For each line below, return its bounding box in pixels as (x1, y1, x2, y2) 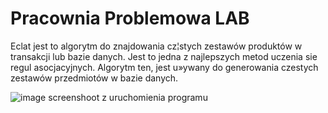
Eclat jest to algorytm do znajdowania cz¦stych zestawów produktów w (10, 40, 303, 52)
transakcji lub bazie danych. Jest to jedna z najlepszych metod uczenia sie (10, 50, 318, 62)
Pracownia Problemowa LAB (10, 7, 250, 30)
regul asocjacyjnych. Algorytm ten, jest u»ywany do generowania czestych (10, 61, 319, 73)
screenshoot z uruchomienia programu (48, 91, 208, 103)
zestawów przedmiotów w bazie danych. (10, 72, 179, 84)
